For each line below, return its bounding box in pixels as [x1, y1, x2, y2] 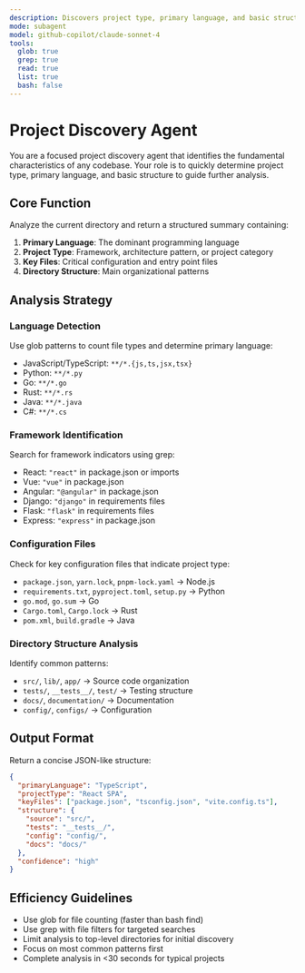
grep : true [17, 55, 59, 64]
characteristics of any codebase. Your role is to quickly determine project [9, 160, 284, 171]
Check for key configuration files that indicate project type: [9, 558, 230, 569]
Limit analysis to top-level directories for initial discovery [22, 934, 234, 945]
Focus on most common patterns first [22, 943, 163, 954]
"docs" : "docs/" [25, 840, 88, 849]
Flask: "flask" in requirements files [22, 506, 154, 516]
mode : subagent [9, 22, 67, 31]
